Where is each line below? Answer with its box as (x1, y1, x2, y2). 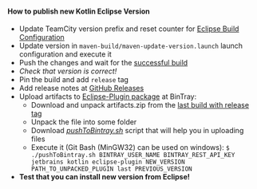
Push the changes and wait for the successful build (18, 58, 188, 68)
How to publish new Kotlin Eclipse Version (7, 6, 150, 16)
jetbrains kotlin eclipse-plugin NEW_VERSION (30, 158, 185, 167)
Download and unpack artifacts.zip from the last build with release (30, 100, 249, 110)
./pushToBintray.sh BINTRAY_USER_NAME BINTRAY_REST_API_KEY (30, 152, 235, 159)
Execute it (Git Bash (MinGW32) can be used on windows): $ (30, 143, 230, 152)
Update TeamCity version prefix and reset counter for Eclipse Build (18, 24, 239, 33)
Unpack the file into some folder (30, 117, 137, 127)
